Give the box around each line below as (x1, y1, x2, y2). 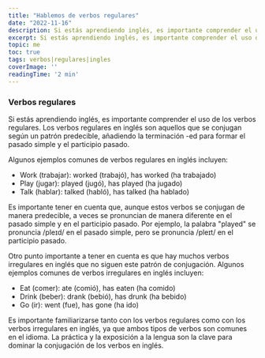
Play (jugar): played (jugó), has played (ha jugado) (19, 179, 183, 188)
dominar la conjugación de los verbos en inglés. (8, 341, 164, 350)
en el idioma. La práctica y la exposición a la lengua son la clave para (8, 332, 233, 341)
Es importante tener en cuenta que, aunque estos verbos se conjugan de (8, 202, 245, 212)
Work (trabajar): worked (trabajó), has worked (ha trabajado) (19, 170, 217, 179)
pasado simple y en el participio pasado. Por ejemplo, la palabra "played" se (8, 219, 256, 228)
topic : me (8, 41, 41, 49)
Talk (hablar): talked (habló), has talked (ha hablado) (19, 187, 190, 196)
